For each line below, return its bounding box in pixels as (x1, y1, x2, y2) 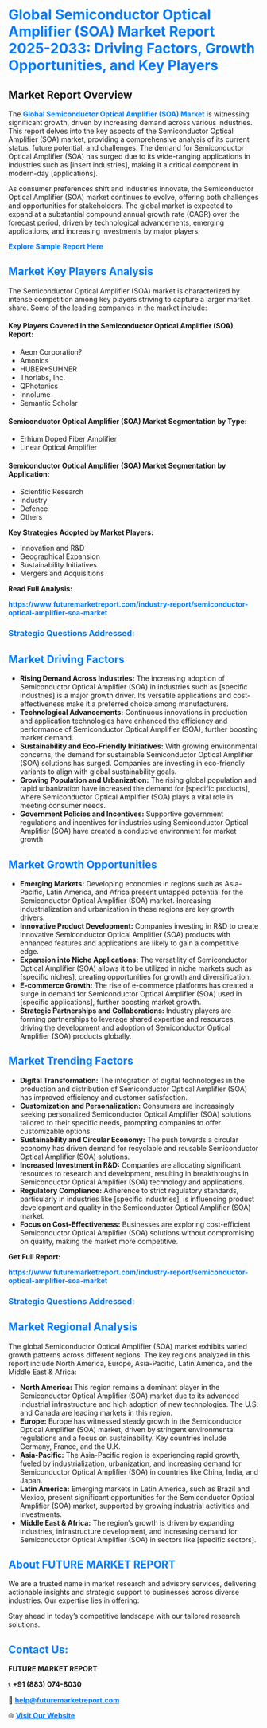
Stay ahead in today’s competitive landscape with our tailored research (8, 1612, 241, 1621)
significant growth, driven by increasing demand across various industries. (8, 118, 253, 127)
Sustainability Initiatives (19, 560, 98, 570)
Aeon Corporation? (19, 348, 83, 357)
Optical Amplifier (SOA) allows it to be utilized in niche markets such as (19, 963, 253, 973)
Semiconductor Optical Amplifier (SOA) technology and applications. (19, 1177, 245, 1187)
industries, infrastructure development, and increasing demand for (19, 1526, 238, 1536)
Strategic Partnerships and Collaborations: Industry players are (19, 1006, 232, 1015)
